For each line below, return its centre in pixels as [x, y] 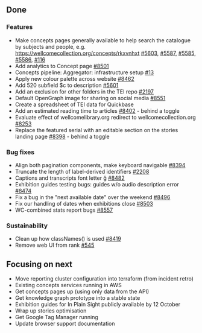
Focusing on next [39, 264]
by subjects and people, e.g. [50, 46]
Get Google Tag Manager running [56, 317]
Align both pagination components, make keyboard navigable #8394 [100, 165]
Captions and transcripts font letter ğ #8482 [70, 178]
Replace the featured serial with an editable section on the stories [96, 130]
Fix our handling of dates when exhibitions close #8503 [84, 203]
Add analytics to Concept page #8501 [62, 66]
